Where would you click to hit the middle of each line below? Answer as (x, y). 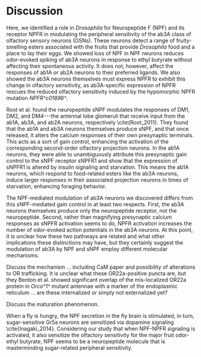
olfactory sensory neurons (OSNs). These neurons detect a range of (91, 40)
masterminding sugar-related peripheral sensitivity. (70, 347)
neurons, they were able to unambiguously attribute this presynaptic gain (97, 154)
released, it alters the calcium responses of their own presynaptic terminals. (100, 135)
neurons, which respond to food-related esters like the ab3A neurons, (92, 173)
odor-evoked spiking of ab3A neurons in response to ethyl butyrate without (99, 59)
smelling (16, 47)
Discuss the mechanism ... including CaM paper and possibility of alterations (101, 267)
